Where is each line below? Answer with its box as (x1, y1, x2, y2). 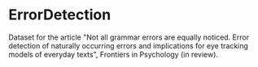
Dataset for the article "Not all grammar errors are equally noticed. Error (8, 32, 250, 42)
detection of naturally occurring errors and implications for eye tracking (8, 40, 248, 50)
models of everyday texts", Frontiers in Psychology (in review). (8, 49, 218, 59)
